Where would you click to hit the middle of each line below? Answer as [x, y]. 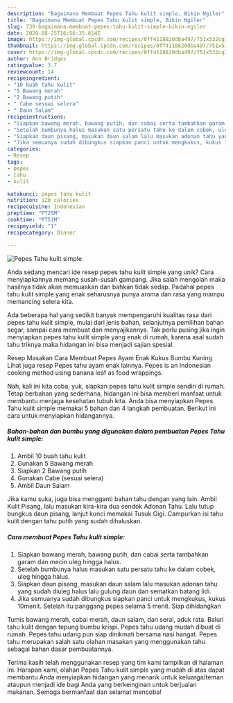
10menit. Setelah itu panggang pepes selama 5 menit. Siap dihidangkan [119, 606]
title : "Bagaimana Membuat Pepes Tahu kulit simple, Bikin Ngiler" [107, 20]
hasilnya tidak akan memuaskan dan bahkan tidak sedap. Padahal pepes [111, 287]
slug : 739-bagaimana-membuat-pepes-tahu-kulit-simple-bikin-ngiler [107, 26]
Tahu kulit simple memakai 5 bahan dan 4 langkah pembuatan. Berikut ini [112, 408]
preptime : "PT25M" [34, 213]
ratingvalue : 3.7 [32, 65]
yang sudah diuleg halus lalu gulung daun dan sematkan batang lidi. [114, 591]
